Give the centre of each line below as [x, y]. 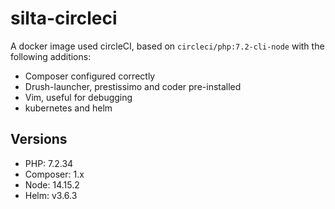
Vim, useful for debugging [78, 97]
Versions [39, 139]
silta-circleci [64, 18]
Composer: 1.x [54, 174]
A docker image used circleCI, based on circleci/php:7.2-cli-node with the [167, 46]
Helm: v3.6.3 [51, 195]
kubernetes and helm [68, 108]
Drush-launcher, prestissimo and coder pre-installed [133, 86]
